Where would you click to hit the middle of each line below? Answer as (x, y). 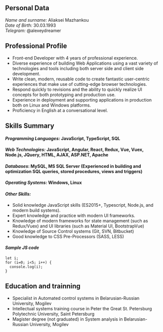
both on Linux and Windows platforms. (52, 105)
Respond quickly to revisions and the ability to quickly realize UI (77, 89)
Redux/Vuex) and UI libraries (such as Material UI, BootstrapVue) (78, 226)
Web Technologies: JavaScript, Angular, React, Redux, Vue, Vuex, (74, 149)
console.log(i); (26, 267)
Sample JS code (22, 248)
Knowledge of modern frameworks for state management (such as (80, 221)
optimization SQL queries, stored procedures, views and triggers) (74, 171)
